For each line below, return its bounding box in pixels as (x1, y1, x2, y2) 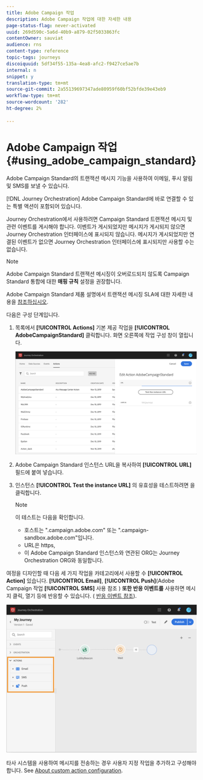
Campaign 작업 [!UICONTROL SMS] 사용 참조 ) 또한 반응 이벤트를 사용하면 (6, 585, 185, 592)
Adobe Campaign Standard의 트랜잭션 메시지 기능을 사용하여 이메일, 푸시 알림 (6, 174, 193, 181)
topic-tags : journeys (6, 54, 61, 60)
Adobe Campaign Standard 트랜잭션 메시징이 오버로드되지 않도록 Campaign (6, 270, 190, 278)
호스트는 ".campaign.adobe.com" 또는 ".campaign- (24, 527, 149, 534)
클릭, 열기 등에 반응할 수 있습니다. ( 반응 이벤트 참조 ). (12, 593, 137, 600)
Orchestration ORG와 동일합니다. (24, 557, 104, 564)
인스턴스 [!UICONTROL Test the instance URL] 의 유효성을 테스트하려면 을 (14, 481, 195, 489)
